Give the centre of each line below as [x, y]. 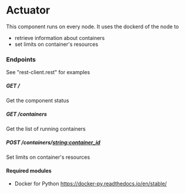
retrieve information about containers [60, 38]
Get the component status [38, 101]
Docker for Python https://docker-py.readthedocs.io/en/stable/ [91, 184]
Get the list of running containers [46, 129]
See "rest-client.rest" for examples [48, 72]
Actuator [28, 10]
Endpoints [21, 59]
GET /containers [26, 114]
